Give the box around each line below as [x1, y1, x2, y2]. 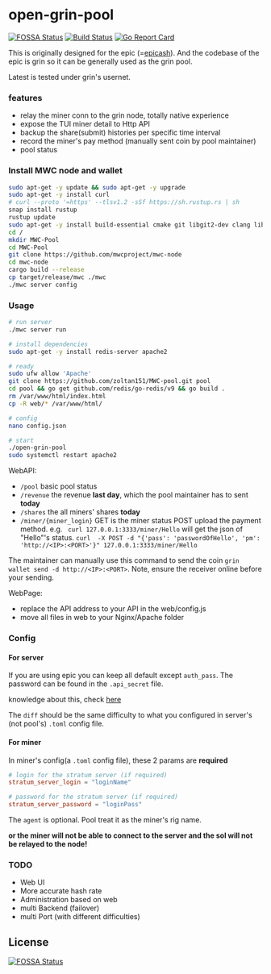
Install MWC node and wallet [8, 165, 123, 177]
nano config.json [8, 422, 67, 430]
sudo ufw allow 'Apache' [8, 369, 92, 378]
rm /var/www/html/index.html [8, 393, 106, 401]
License [8, 935, 49, 949]
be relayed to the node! [8, 839, 88, 849]
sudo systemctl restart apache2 [8, 452, 117, 460]
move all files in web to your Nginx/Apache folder [19, 613, 184, 622]
